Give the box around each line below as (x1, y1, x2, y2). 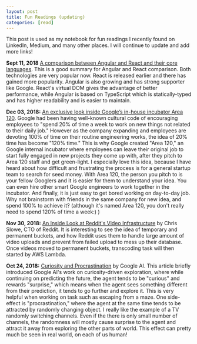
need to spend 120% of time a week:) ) (6, 208, 100, 215)
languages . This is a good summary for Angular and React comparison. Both (6, 66, 191, 73)
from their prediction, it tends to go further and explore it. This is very (6, 288, 174, 295)
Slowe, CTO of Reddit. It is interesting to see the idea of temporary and (6, 226, 178, 233)
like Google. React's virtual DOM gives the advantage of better (6, 85, 158, 92)
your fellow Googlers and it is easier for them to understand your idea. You (6, 177, 187, 184)
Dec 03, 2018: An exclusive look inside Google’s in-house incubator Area (6, 108, 183, 115)
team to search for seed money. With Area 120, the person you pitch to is (6, 171, 183, 178)
